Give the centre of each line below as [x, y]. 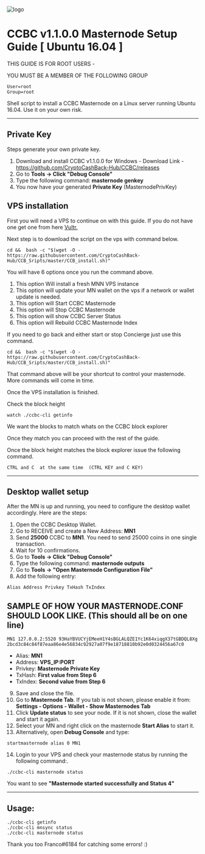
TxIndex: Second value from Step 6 [61, 682]
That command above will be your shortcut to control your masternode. [96, 373]
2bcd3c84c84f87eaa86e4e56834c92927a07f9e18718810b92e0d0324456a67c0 [96, 645]
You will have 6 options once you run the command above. [80, 272]
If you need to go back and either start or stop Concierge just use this [94, 334]
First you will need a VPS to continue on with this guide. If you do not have [100, 220]
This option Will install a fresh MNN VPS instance [77, 283]
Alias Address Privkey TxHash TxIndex [56, 588]
